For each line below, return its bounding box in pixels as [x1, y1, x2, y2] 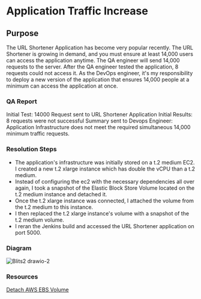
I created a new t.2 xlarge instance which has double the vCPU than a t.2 [14, 165, 196, 172]
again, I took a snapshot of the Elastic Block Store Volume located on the [14, 184, 195, 192]
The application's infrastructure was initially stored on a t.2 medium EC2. [14, 159, 195, 166]
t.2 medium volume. [14, 216, 64, 223]
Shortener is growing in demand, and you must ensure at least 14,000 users [6, 50, 194, 58]
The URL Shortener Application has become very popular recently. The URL [6, 44, 194, 51]
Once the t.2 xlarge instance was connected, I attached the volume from [14, 197, 194, 204]
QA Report [6, 97, 37, 106]
